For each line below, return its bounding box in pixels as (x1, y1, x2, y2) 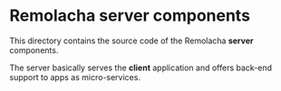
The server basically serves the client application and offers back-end (9, 62, 273, 73)
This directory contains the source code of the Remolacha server (9, 35, 254, 46)
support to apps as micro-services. (9, 71, 140, 82)
